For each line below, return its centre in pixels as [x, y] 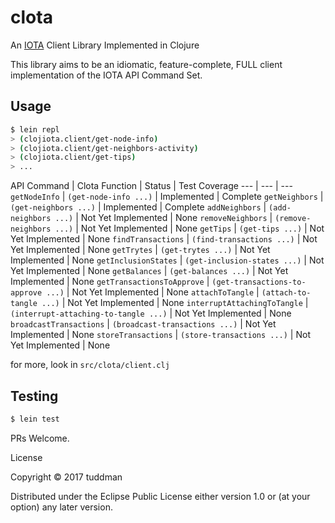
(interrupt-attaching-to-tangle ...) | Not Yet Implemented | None [151, 313]
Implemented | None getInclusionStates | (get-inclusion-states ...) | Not [167, 260]
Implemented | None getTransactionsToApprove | [110, 282]
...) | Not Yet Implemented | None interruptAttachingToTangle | [175, 303]
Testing [34, 396]
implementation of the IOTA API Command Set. [106, 75]
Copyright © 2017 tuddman [66, 477]
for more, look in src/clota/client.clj [90, 365]
